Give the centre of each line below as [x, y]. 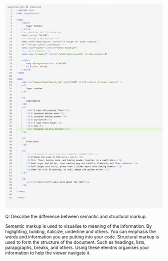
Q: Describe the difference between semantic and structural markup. [76, 216]
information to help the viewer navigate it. [48, 252]
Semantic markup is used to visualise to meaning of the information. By [78, 226]
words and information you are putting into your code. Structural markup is [82, 237]
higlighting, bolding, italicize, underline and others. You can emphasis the [80, 231]
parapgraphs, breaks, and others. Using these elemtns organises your [77, 247]
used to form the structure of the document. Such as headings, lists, [75, 242]
